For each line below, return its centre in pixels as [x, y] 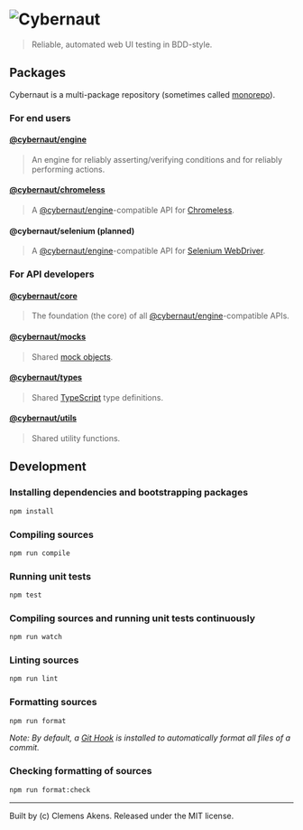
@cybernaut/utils [43, 418]
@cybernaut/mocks [48, 336]
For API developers [52, 274]
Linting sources [44, 660]
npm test [26, 595]
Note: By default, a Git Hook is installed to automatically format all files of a [150, 738]
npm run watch [36, 637]
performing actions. [68, 169]
